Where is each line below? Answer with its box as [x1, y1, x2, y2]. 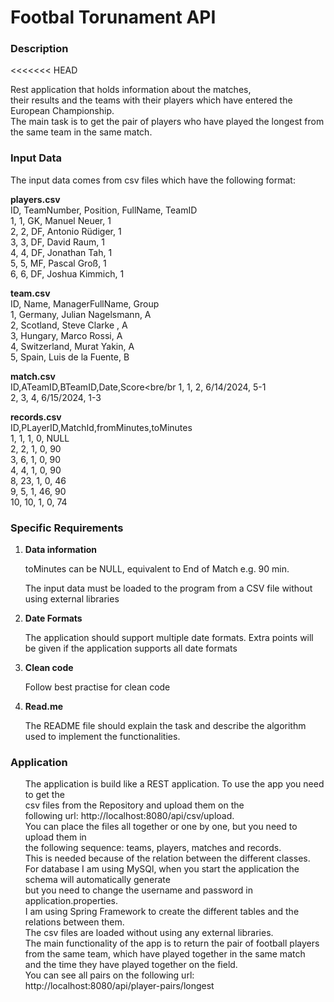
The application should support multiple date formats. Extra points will [24, 632, 314, 644]
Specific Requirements [10, 521, 124, 535]
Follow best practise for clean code [24, 681, 171, 693]
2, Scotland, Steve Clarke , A [10, 319, 128, 331]
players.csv [10, 193, 61, 205]
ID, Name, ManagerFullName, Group [10, 297, 160, 310]
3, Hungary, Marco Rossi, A [10, 329, 123, 341]
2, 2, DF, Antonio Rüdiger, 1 [10, 225, 122, 237]
